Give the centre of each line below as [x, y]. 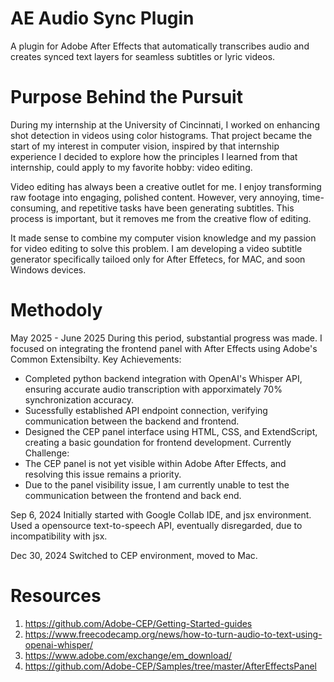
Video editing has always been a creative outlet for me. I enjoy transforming [166, 186]
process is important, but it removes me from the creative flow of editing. [161, 218]
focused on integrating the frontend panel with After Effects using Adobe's [164, 348]
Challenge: [47, 453]
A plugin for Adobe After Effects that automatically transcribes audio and [160, 46]
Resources [56, 596]
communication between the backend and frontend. [132, 421]
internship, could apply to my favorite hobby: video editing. [131, 167]
